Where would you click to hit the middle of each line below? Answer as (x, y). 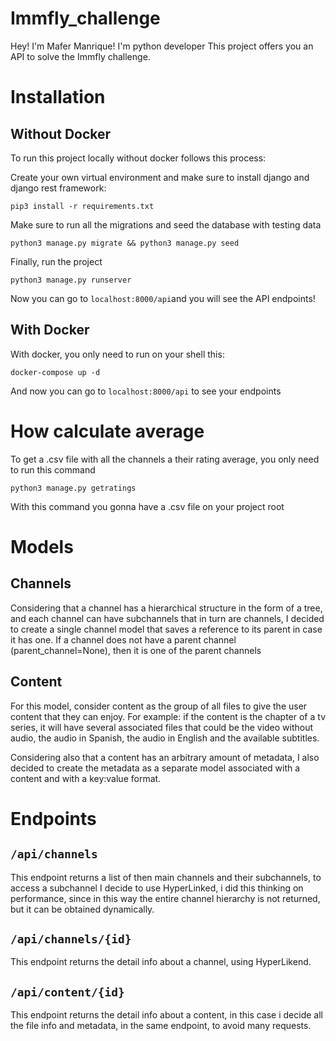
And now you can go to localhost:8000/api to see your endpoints (146, 391)
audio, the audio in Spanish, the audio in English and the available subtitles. (165, 738)
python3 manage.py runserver (71, 280)
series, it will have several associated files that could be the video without (162, 727)
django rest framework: (58, 188)
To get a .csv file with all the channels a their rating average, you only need (165, 459)
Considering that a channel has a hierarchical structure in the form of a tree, (166, 608)
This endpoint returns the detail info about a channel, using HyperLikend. (161, 962)
